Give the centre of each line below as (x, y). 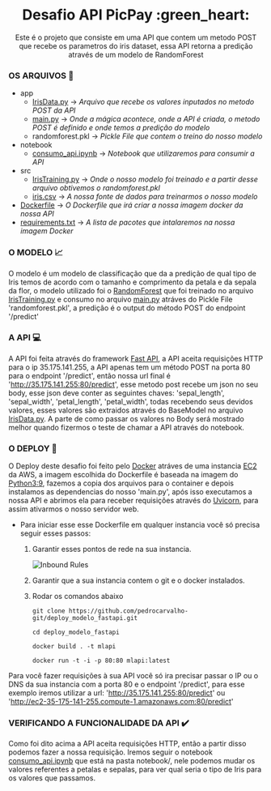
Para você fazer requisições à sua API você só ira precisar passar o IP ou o (133, 676)
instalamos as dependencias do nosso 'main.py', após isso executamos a (130, 492)
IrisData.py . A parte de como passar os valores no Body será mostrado (126, 418)
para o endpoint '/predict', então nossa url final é (90, 375)
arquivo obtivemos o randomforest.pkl (96, 188)
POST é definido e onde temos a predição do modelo (121, 128)
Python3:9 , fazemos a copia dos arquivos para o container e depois (121, 483)
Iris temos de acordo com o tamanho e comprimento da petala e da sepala (133, 282)
